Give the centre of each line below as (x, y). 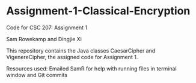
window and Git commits (37, 75)
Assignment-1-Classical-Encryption (98, 11)
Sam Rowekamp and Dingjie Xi (44, 39)
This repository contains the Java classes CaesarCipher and (81, 50)
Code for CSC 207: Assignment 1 (47, 27)
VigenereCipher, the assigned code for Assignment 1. (72, 57)
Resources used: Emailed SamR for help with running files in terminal (91, 68)
